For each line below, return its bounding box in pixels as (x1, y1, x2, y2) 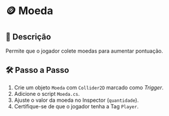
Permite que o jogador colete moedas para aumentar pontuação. (5, 47, 164, 54)
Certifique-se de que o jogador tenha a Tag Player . (14, 102, 139, 109)
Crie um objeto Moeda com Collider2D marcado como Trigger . (14, 83, 164, 91)
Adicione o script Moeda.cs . (14, 90, 80, 97)
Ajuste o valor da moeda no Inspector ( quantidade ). (14, 96, 139, 104)
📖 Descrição (5, 31, 51, 41)
